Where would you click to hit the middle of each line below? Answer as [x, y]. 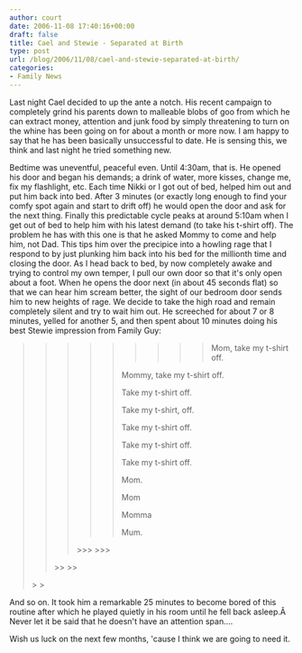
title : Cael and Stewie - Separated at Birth [96, 43]
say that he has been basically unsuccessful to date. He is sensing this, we [148, 140]
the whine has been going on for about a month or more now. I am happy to [149, 131]
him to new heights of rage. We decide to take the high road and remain [142, 301]
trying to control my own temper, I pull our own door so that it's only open [146, 272]
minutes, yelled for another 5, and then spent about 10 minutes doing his [143, 320]
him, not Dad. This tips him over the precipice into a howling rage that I [141, 244]
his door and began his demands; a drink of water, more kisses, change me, [150, 177]
